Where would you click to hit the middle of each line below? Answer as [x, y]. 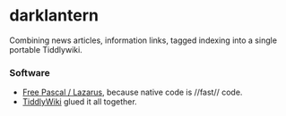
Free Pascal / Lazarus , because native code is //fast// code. [132, 92]
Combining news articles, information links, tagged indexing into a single [143, 40]
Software [30, 72]
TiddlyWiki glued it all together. [79, 102]
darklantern [54, 16]
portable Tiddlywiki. [46, 49]
